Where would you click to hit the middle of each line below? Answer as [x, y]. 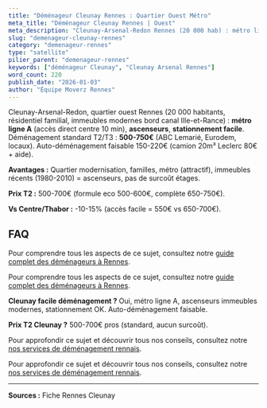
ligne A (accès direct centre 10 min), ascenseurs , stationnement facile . [126, 129]
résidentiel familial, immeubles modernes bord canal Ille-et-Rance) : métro [130, 121]
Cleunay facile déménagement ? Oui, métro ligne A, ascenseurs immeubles [133, 301]
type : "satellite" [39, 52]
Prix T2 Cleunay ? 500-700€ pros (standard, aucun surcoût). [108, 325]
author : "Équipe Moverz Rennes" [62, 89]
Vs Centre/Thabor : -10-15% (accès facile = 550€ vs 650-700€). [115, 209]
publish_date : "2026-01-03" [55, 82]
